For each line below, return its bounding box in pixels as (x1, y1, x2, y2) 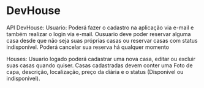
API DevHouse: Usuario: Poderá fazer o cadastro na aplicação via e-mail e (6, 24, 194, 31)
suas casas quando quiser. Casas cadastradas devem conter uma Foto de (6, 62, 193, 69)
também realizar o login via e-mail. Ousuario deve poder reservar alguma (6, 30, 191, 37)
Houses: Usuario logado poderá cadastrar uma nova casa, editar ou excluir (6, 55, 196, 62)
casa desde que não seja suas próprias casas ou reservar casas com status (6, 37, 198, 44)
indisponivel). (6, 75, 40, 82)
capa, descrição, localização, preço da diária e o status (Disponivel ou (6, 68, 184, 75)
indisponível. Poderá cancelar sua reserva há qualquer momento (6, 43, 170, 51)
